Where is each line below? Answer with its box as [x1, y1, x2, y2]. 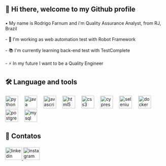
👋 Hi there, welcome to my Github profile [5, 5, 136, 14]
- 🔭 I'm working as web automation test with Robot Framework [5, 36, 136, 43]
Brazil [5, 26, 17, 32]
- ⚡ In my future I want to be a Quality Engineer [5, 60, 104, 66]
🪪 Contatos [5, 132, 42, 141]
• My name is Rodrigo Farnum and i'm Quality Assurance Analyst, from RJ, [5, 20, 161, 26]
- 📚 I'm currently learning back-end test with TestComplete [5, 48, 130, 54]
